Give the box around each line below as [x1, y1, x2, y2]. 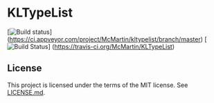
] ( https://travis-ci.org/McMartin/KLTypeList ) [48, 42, 175, 50]
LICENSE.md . [7, 88, 46, 96]
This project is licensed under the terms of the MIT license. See [7, 81, 188, 89]
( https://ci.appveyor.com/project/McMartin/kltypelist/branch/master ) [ [7, 35, 207, 43]
